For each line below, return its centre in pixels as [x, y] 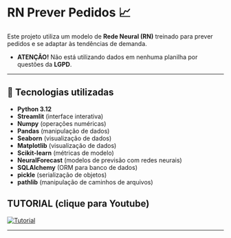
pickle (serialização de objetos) [62, 175]
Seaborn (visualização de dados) [64, 138]
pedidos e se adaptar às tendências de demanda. [77, 43]
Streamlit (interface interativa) [60, 116]
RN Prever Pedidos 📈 [69, 13]
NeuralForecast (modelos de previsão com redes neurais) [99, 160]
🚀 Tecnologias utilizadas [60, 93]
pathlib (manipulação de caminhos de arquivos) [85, 182]
